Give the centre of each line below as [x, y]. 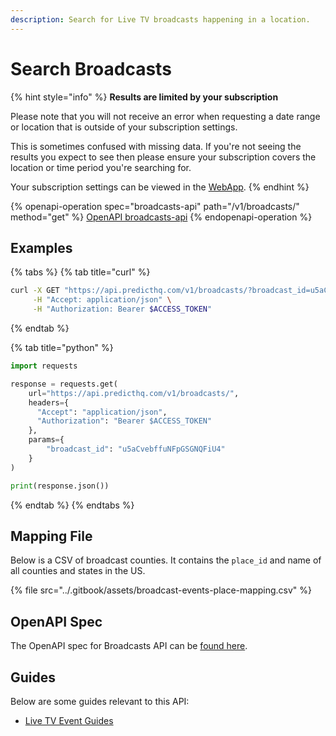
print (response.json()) [60, 486]
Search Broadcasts [91, 68]
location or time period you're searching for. [101, 167]
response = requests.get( [64, 384]
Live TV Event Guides [69, 720]
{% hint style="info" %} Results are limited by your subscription [144, 97]
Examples [41, 247]
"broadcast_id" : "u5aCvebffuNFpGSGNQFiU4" [136, 449]
